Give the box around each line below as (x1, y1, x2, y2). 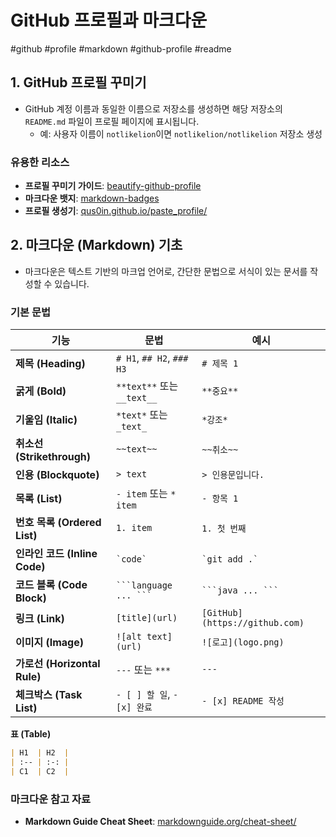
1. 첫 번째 (201, 523, 247, 535)
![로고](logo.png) (201, 637, 285, 648)
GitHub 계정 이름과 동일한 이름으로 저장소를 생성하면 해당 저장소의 (24, 102, 283, 115)
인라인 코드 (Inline (15, 547, 98, 561)
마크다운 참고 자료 (10, 792, 92, 806)
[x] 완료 (115, 702, 153, 713)
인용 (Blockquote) (15, 468, 100, 482)
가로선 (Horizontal (15, 657, 101, 671)
